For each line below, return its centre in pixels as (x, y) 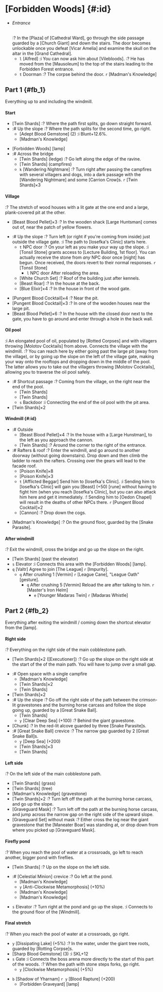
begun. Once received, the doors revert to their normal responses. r (88, 262)
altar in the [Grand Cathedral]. (42, 54)
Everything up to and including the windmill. (49, 102)
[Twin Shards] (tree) (32, 789)
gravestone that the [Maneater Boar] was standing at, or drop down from (85, 825)
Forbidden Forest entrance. (47, 69)
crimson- (148, 700)
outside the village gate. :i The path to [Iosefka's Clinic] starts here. (79, 242)
